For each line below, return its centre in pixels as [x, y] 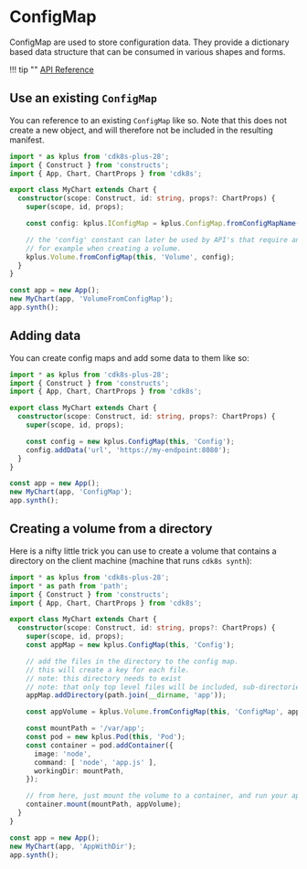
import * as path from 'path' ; [69, 586]
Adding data [45, 336]
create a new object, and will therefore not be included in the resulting [142, 130]
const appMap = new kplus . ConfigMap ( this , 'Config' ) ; [130, 645]
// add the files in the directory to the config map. [132, 661]
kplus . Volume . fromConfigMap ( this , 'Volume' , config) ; [130, 257]
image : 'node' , [63, 754]
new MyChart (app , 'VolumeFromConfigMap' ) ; [91, 299]
